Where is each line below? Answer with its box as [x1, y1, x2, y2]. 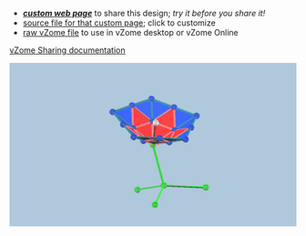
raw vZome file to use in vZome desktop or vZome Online [22, 27, 239, 37]
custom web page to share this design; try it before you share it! [22, 8, 266, 18]
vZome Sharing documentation [9, 45, 126, 56]
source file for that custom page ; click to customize [22, 17, 216, 28]
